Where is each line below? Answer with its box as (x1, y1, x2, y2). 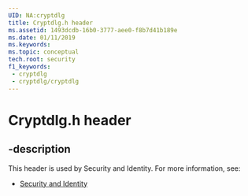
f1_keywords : (8, 63, 51, 71)
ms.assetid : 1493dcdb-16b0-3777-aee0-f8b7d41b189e (8, 26, 178, 34)
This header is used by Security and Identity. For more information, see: (8, 163, 241, 173)
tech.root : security (8, 56, 76, 64)
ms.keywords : (8, 41, 51, 49)
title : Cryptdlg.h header (8, 19, 93, 27)
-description (8, 142, 71, 156)
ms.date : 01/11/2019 (8, 33, 76, 42)
